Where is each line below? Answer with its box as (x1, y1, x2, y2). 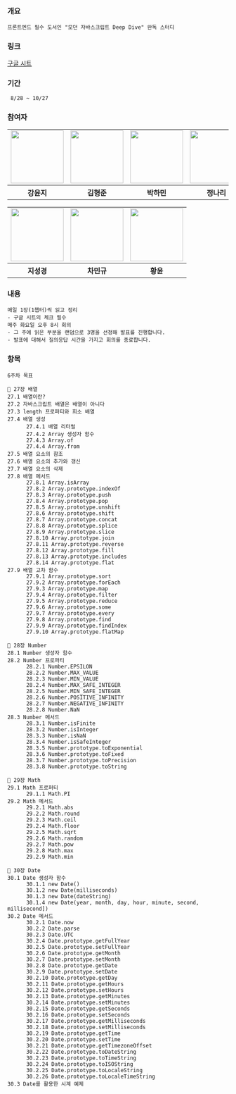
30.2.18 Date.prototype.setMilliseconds (25, 1024, 146, 1031)
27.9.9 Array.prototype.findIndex (25, 622, 128, 629)
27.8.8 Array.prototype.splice (25, 522, 118, 529)
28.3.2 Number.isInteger (25, 726, 99, 733)
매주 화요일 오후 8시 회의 (7, 322, 72, 329)
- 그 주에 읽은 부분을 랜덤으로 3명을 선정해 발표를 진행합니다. (7, 329, 166, 336)
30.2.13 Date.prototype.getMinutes (25, 993, 131, 1000)
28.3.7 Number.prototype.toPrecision (25, 757, 137, 764)
